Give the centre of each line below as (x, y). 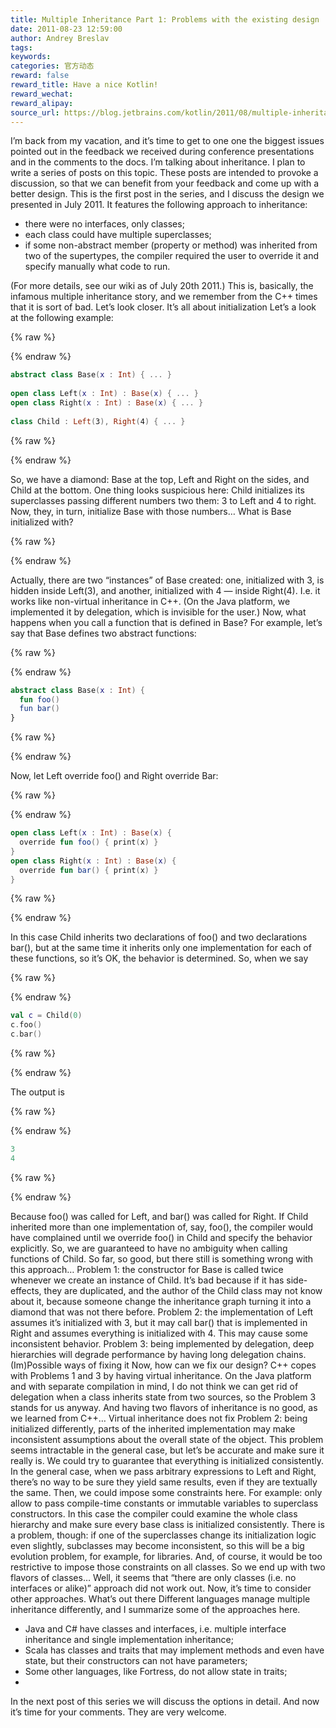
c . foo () (26, 1025)
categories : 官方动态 (52, 66)
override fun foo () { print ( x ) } (89, 842)
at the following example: (62, 318)
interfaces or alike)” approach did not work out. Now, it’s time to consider (161, 1588)
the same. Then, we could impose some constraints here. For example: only (166, 1492)
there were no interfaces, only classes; (104, 224)
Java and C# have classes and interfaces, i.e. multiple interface (155, 1628)
